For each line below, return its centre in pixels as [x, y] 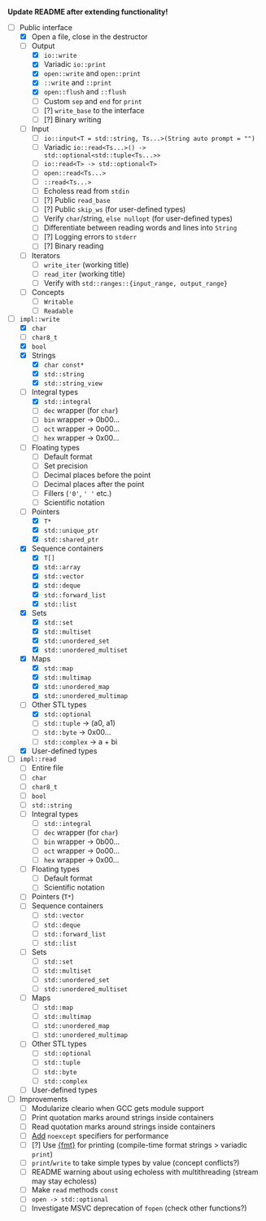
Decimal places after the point [94, 484]
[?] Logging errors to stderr [90, 237]
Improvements [44, 1099]
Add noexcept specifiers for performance [100, 1135]
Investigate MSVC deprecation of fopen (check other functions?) [139, 1208]
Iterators [46, 255]
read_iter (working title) [84, 274]
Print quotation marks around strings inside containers [123, 1117]
